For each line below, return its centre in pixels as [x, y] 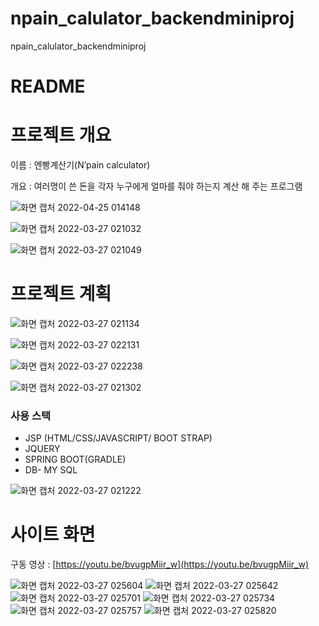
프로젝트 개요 [61, 135]
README [48, 86]
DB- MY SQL [51, 470]
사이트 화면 [53, 534]
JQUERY [42, 449]
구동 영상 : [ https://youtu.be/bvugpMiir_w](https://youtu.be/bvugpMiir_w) [160, 564]
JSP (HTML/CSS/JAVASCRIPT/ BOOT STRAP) [118, 438]
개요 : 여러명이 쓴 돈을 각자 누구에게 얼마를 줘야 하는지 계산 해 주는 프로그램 [156, 186]
